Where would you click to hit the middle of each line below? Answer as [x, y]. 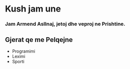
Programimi [24, 51]
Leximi [19, 56]
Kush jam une [33, 9]
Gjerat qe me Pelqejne [39, 40]
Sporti [18, 61]
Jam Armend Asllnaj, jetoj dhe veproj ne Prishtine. [65, 24]
